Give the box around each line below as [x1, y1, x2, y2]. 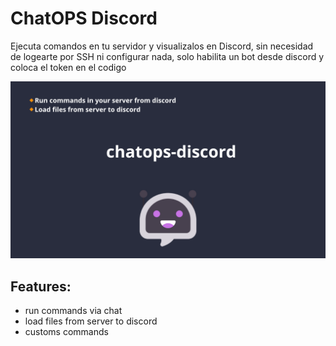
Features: [10, 278, 72, 295]
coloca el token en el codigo [10, 61, 127, 73]
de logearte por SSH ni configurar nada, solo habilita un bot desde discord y [10, 50, 325, 62]
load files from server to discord [24, 315, 158, 327]
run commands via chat [24, 305, 123, 317]
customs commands [24, 326, 109, 338]
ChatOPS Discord [10, 7, 158, 30]
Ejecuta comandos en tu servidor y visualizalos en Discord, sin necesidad [10, 40, 314, 52]
